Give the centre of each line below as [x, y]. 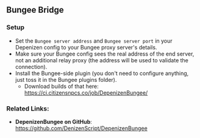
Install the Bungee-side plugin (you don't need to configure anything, [102, 73]
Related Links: [28, 108]
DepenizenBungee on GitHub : [54, 122]
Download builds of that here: [61, 86]
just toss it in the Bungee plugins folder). [66, 79]
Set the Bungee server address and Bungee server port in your [94, 41]
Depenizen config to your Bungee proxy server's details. [86, 47]
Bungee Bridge [35, 10]
